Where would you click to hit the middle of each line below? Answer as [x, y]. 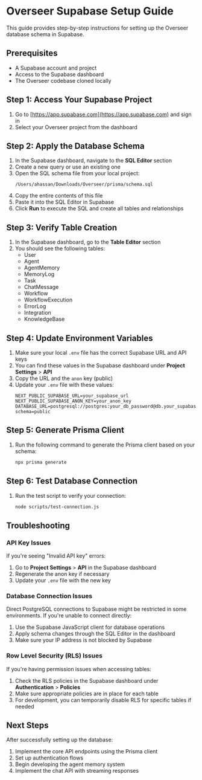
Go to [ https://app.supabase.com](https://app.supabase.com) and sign [103, 114]
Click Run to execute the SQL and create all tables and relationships [99, 208]
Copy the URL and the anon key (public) [64, 378]
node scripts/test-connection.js [57, 507]
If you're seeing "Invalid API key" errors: [56, 556]
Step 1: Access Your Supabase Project [79, 100]
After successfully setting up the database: [60, 740]
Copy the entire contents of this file [59, 196]
